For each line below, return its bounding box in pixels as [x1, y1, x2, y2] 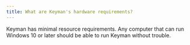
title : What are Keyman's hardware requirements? [6, 8, 133, 15]
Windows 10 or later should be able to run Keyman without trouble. [6, 31, 171, 39]
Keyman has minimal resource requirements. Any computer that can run [6, 25, 185, 32]
